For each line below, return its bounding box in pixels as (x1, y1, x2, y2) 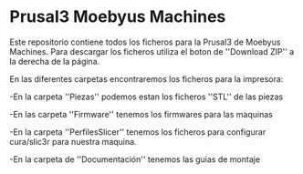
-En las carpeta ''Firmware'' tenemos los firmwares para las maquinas (9, 108, 274, 119)
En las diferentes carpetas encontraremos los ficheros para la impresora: (9, 73, 284, 84)
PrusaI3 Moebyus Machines (9, 6, 226, 27)
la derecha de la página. (9, 56, 100, 67)
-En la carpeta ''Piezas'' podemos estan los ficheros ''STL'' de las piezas (9, 91, 284, 102)
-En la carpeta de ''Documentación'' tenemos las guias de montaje (9, 153, 261, 165)
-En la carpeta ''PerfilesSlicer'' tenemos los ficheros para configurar (9, 126, 266, 138)
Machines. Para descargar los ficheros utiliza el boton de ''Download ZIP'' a (9, 46, 295, 56)
